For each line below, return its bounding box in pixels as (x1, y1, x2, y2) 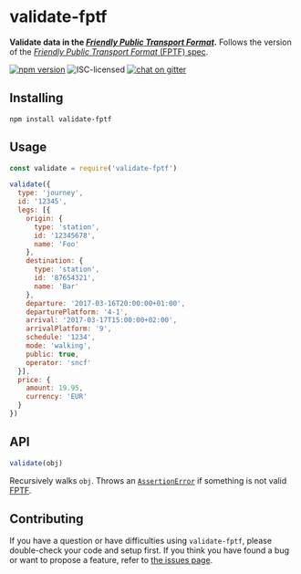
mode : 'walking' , (26, 341, 92, 350)
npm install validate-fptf (9, 114, 112, 124)
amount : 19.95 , (26, 383, 84, 393)
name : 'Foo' (33, 239, 79, 248)
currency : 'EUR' (26, 392, 88, 402)
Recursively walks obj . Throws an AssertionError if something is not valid (9, 475, 287, 485)
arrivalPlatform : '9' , (26, 324, 112, 334)
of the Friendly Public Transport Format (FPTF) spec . (9, 46, 209, 57)
